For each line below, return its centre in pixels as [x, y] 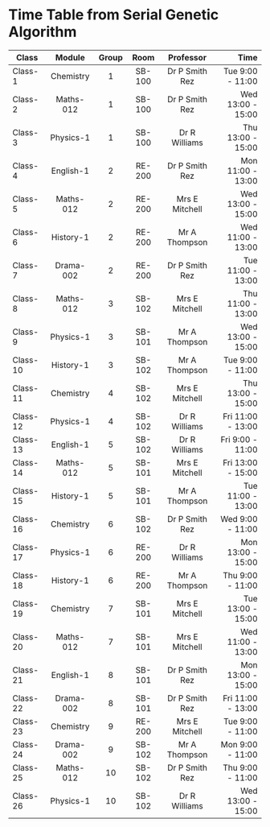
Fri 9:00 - [239, 439]
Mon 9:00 [239, 744]
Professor [188, 57]
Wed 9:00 [239, 519]
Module [70, 57]
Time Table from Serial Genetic [114, 15]
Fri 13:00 [240, 462]
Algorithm [43, 32]
